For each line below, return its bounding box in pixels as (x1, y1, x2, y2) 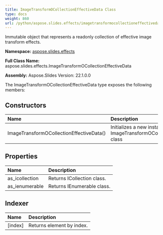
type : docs (5, 12, 27, 17)
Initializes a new (111, 124, 147, 131)
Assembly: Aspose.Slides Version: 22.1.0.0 (5, 72, 91, 78)
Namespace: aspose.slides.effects (5, 49, 75, 54)
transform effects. (5, 39, 41, 45)
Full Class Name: (5, 58, 40, 64)
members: (5, 87, 26, 93)
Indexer (5, 200, 29, 208)
